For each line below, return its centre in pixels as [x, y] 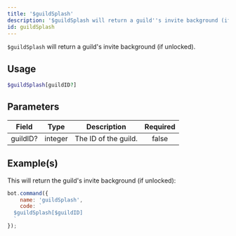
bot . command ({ [28, 193]
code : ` [31, 206]
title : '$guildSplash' [40, 14]
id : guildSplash [31, 27]
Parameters [33, 107]
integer [56, 138]
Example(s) [33, 163]
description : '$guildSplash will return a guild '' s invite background [113, 20]
